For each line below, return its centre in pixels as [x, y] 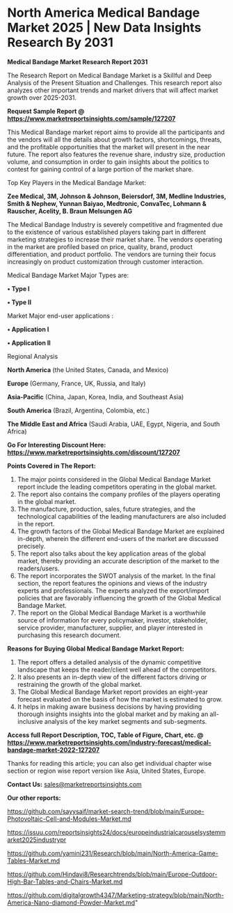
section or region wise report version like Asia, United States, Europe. [107, 771]
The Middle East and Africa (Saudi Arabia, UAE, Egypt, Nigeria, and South [114, 424]
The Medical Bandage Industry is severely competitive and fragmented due [115, 224]
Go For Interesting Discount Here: [57, 445]
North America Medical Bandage [104, 13]
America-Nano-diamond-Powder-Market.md [71, 903]
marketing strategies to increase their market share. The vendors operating [115, 239]
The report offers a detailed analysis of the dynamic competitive [109, 662]
